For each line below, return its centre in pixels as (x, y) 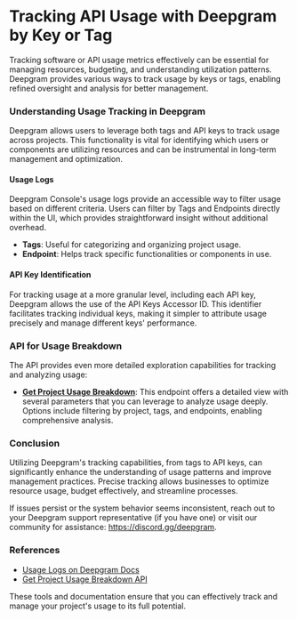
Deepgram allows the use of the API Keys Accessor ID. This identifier (136, 303)
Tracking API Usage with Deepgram (143, 16)
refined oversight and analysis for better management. (109, 88)
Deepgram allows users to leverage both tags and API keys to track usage (144, 131)
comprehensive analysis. (68, 420)
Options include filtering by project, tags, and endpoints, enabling (142, 410)
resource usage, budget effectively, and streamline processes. (124, 491)
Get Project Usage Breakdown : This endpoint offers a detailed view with (155, 391)
